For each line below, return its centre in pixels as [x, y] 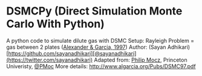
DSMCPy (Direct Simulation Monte [94, 11]
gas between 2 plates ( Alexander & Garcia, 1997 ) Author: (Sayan [86, 47]
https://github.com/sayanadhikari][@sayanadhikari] [72, 53]
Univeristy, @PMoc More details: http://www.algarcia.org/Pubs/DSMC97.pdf [101, 66]
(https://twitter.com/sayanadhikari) [50, 60]
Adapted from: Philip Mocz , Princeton [141, 60]
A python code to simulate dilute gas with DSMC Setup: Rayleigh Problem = [100, 40]
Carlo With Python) [55, 24]
